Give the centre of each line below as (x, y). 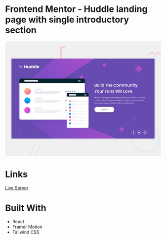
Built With (26, 208)
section (21, 30)
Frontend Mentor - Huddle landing (76, 9)
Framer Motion (27, 227)
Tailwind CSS (26, 232)
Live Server (17, 188)
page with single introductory (67, 20)
